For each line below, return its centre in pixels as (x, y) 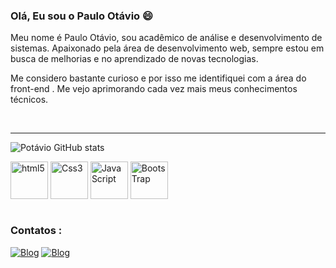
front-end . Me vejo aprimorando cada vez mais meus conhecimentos (154, 89)
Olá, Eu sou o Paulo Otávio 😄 (82, 16)
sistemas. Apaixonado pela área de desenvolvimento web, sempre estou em (167, 48)
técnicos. (29, 100)
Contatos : (36, 231)
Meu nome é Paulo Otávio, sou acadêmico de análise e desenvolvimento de (166, 38)
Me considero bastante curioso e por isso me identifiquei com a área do (158, 78)
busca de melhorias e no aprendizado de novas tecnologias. (134, 59)
